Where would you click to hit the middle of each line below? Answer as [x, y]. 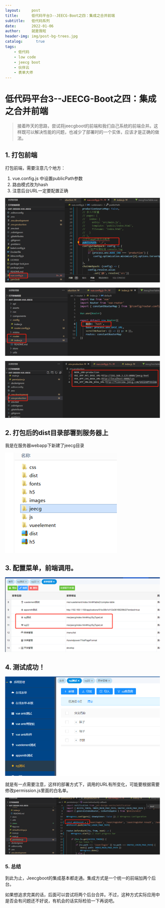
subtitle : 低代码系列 [27, 21]
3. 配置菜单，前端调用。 [41, 568]
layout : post [23, 10]
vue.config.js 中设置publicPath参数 [47, 178]
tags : [11, 47]
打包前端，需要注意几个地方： [35, 168]
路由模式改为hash [30, 184]
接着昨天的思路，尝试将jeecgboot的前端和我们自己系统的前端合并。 [85, 126]
